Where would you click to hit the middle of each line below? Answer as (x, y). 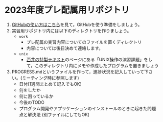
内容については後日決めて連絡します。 (65, 48)
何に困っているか (36, 96)
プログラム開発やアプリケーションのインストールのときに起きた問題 (87, 108)
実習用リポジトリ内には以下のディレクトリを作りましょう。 (71, 30)
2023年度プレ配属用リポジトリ (67, 10)
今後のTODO (32, 102)
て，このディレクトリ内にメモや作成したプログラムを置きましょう (93, 65)
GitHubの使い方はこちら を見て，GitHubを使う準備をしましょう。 (77, 24)
